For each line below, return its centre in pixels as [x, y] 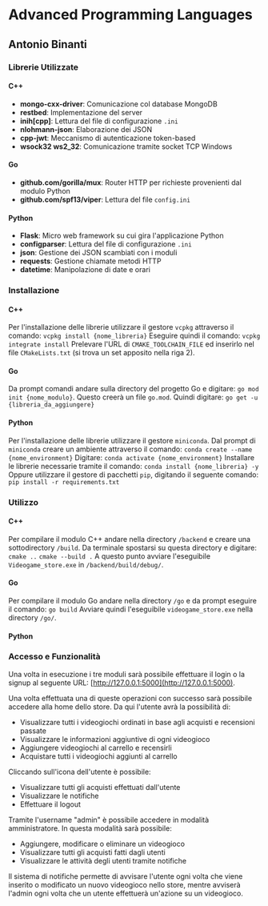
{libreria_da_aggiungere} [51, 405]
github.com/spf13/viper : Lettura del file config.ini [105, 199]
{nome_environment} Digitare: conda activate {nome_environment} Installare [131, 457]
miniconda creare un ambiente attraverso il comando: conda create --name [130, 449]
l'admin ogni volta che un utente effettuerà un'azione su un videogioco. [126, 893]
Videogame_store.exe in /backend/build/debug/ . [86, 564]
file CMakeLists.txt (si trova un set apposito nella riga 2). [102, 353]
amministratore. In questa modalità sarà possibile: [90, 828]
